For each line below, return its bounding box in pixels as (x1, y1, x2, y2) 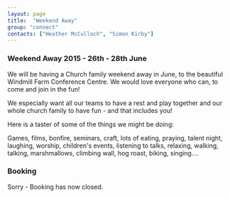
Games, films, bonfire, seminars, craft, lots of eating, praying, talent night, (7, 133, 223, 142)
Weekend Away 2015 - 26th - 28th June (7, 54, 148, 64)
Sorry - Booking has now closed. (7, 182, 104, 191)
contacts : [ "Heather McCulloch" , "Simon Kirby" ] (7, 30, 154, 38)
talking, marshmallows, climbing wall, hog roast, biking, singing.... (7, 148, 199, 157)
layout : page (7, 10, 46, 18)
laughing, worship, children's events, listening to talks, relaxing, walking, (7, 141, 219, 150)
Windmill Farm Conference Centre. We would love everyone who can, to (7, 77, 219, 86)
